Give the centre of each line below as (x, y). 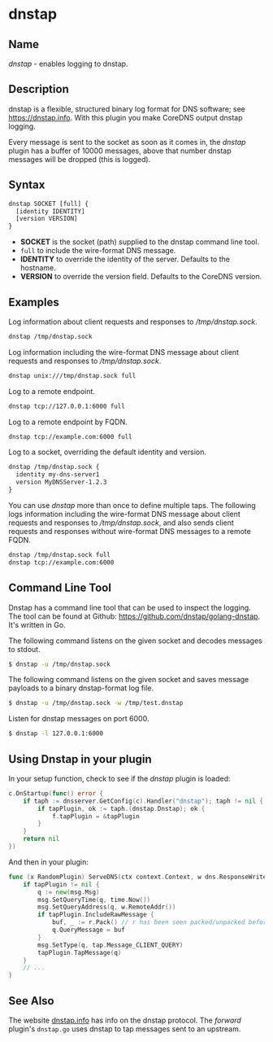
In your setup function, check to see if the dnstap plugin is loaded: (119, 778)
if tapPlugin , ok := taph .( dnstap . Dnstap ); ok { (121, 808)
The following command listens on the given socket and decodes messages (135, 641)
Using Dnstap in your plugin (80, 759)
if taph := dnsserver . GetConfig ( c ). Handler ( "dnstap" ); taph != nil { (143, 801)
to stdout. (24, 649)
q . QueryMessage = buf (89, 930)
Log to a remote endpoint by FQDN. (68, 422)
